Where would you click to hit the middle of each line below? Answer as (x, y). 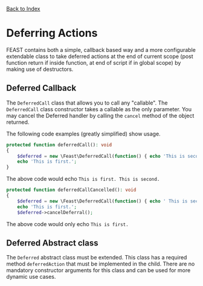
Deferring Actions (52, 33)
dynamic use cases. (31, 277)
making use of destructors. (40, 69)
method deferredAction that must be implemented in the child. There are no (101, 264)
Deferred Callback (41, 88)
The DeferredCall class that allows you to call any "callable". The (87, 103)
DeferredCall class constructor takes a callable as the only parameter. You (99, 109)
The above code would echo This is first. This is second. (83, 179)
